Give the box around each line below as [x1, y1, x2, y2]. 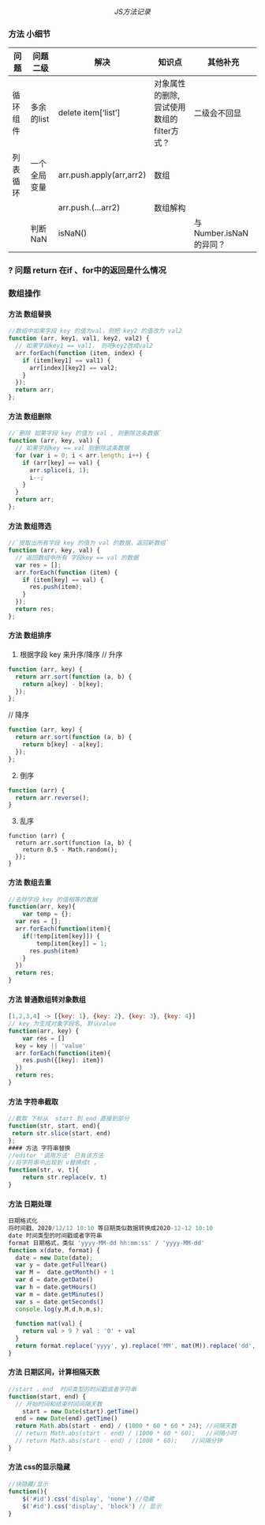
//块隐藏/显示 [8, 1481, 49, 1489]
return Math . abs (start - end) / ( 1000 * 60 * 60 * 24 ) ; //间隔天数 [15, 1422, 237, 1430]
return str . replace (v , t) [22, 1173, 108, 1182]
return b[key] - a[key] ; [22, 741, 104, 749]
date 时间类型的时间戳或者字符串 [8, 1232, 103, 1240]
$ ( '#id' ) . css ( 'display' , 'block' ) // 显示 [22, 1502, 162, 1510]
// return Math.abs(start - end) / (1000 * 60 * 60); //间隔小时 [15, 1429, 237, 1437]
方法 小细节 [8, 28, 51, 40]
